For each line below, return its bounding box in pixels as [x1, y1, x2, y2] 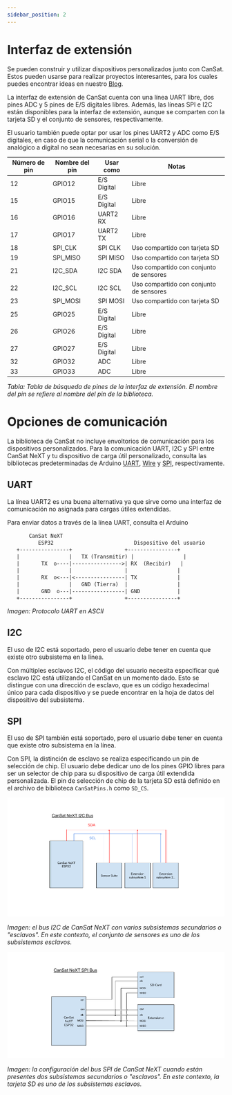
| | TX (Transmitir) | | [16, 553, 187, 560]
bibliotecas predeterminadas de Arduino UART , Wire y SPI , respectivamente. [7, 459, 225, 467]
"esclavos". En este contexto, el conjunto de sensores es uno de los [7, 930, 200, 939]
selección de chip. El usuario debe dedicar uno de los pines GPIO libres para [7, 762, 225, 770]
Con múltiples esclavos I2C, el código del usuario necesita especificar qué [7, 666, 220, 674]
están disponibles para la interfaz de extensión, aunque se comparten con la [7, 107, 225, 116]
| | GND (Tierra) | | [16, 581, 181, 588]
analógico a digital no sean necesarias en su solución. [7, 143, 161, 152]
